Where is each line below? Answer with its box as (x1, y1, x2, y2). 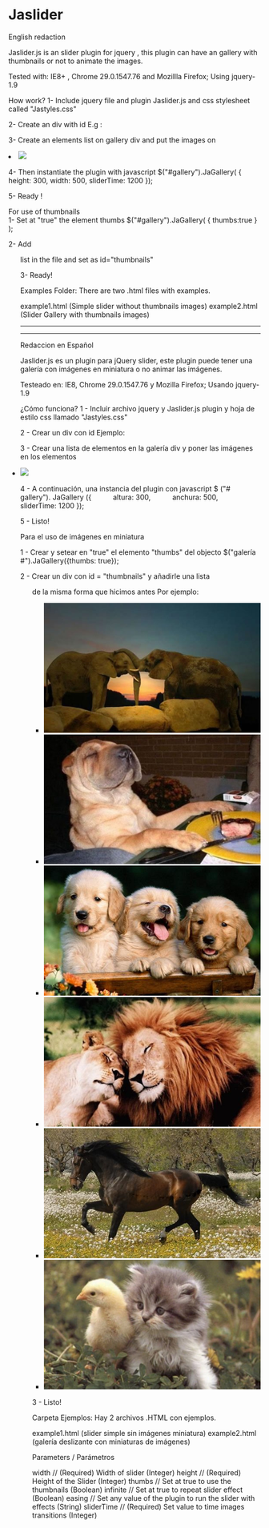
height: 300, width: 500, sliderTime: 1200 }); (8, 175, 154, 185)
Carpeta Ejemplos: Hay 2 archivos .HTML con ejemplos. (31, 1413, 216, 1422)
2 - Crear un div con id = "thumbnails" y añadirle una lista (19, 571, 211, 581)
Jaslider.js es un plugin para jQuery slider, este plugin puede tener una (19, 355, 253, 365)
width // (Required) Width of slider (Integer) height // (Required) (31, 1468, 242, 1478)
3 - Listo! (31, 1398, 62, 1407)
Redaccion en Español (19, 340, 94, 350)
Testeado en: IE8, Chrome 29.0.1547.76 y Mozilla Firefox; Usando (19, 379, 234, 389)
